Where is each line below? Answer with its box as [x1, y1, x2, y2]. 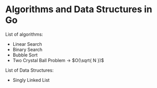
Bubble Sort [12, 52, 38, 58]
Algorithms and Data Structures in [5, 4, 152, 15]
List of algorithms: [5, 31, 43, 37]
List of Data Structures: [5, 67, 54, 73]
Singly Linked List [12, 77, 50, 83]
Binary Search [12, 46, 43, 52]
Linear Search [12, 41, 42, 47]
